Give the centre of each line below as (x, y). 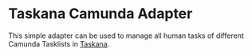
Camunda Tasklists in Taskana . (59, 43)
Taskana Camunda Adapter (100, 14)
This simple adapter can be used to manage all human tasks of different (126, 35)
